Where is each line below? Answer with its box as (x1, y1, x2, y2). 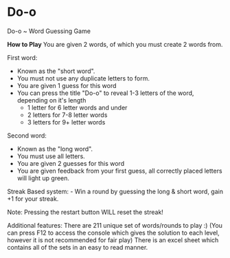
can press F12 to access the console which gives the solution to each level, (7, 228, 220, 237)
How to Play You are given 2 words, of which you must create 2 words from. (7, 40, 223, 48)
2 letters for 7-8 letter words (27, 111, 108, 119)
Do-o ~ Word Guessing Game (7, 27, 91, 35)
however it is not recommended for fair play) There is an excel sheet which (7, 235, 219, 244)
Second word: (7, 131, 47, 140)
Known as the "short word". (16, 67, 95, 75)
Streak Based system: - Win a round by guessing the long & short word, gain (7, 187, 223, 195)
